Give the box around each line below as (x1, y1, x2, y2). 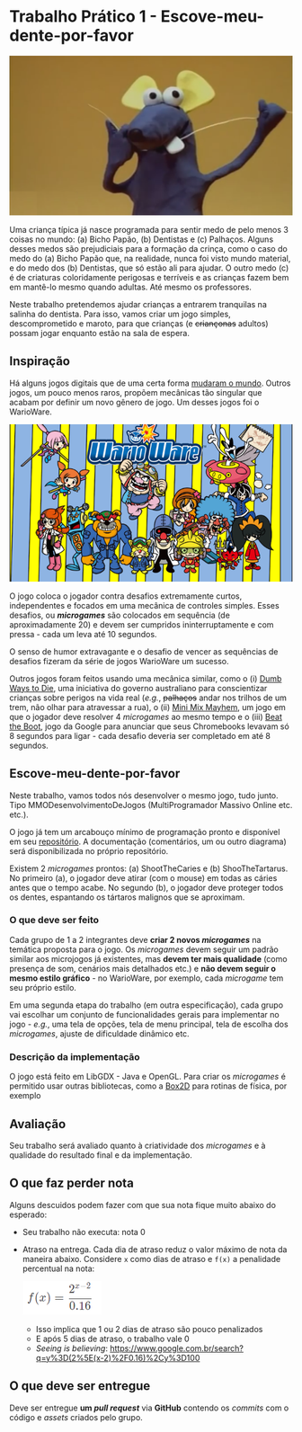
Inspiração (9, 353, 70, 369)
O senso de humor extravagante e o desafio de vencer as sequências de (9, 645, 279, 657)
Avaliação (9, 1116, 67, 1132)
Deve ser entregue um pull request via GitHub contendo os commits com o (9, 1402, 289, 1413)
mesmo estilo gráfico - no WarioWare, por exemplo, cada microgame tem (9, 973, 284, 983)
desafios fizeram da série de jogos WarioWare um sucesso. (9, 655, 229, 666)
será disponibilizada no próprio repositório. (9, 845, 169, 856)
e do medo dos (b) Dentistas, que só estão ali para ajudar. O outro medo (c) (9, 262, 289, 273)
